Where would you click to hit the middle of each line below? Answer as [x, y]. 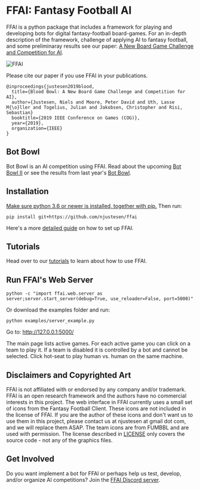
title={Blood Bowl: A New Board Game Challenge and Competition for [99, 91]
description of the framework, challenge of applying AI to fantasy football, [97, 39]
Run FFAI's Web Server [50, 279]
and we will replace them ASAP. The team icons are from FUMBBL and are [98, 427]
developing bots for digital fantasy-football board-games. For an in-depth [96, 33]
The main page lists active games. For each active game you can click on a [99, 344]
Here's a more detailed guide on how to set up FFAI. [70, 228]
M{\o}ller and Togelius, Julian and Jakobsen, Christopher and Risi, [95, 107]
